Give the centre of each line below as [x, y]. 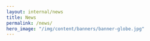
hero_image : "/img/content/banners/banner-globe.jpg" [76, 29]
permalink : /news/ [29, 23]
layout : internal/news [35, 12]
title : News [21, 17]
